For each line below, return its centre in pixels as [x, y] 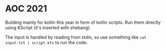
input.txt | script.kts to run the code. [47, 42]
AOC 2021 [26, 9]
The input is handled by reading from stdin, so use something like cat [76, 37]
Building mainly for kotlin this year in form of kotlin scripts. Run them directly [83, 22]
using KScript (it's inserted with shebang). [48, 27]
